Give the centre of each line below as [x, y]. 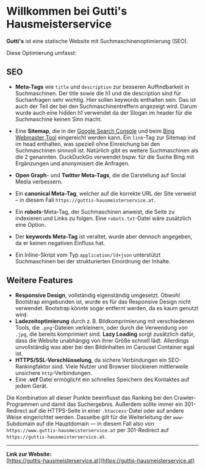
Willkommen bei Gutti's [67, 11]
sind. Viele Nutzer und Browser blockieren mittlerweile [120, 366]
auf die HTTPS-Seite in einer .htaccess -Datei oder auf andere [106, 410]
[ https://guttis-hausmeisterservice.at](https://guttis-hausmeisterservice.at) [101, 460]
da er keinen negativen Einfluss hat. [60, 243]
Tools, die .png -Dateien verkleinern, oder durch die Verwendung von [101, 327]
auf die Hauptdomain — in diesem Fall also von [95, 423]
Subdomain [21, 423]
